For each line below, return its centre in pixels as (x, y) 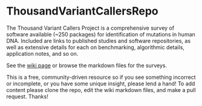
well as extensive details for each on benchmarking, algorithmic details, (95, 47)
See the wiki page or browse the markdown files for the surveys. (87, 65)
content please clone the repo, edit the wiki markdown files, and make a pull (101, 90)
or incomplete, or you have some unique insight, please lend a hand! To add (101, 84)
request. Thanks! (27, 96)
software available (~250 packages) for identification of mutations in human (101, 34)
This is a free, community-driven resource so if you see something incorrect (101, 77)
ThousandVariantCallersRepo (82, 11)
